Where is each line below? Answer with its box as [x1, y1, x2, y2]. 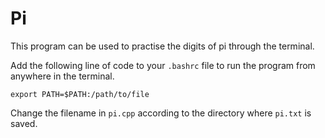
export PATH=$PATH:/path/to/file [10, 89, 150, 99]
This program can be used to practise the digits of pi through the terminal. [10, 40, 315, 52]
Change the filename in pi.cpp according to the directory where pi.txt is [10, 107, 312, 119]
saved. [10, 117, 38, 129]
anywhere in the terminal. [10, 70, 115, 82]
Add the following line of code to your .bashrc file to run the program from [10, 59, 316, 71]
